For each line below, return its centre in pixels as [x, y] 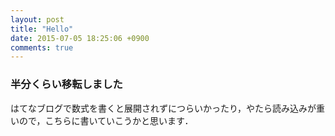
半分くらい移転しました [66, 84]
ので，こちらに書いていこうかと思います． [106, 120]
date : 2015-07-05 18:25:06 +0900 [80, 38]
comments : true [42, 47]
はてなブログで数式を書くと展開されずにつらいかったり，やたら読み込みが [163, 108]
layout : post [37, 19]
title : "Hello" [42, 29]
